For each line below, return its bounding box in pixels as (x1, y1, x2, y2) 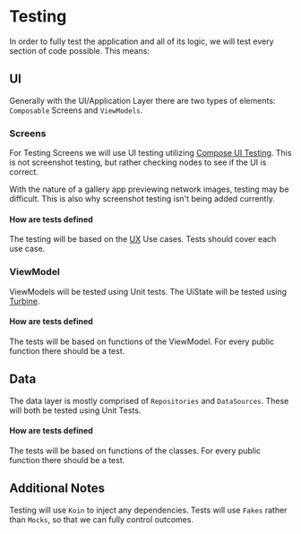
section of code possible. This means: (9, 45, 150, 56)
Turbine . (9, 296, 40, 306)
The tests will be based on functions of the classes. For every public (9, 445, 262, 456)
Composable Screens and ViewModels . (9, 105, 143, 116)
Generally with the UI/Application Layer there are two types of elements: (9, 95, 276, 106)
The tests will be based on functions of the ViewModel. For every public (9, 336, 275, 347)
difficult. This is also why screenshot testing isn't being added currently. (9, 194, 275, 204)
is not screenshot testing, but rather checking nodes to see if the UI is (9, 157, 267, 168)
